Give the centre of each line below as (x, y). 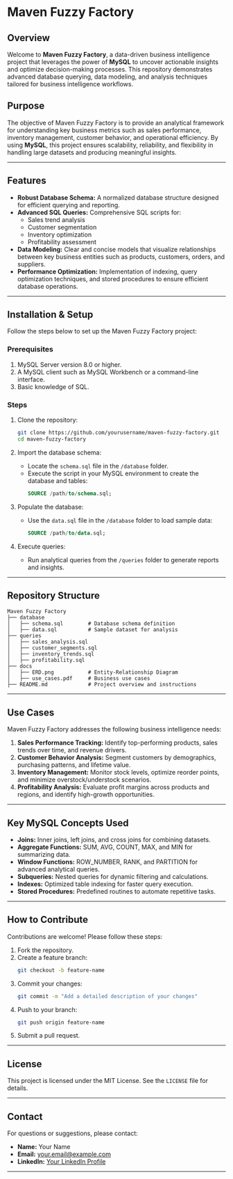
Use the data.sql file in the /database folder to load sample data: (120, 520)
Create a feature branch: (52, 957)
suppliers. (32, 264)
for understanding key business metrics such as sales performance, (104, 130)
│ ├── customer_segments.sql (52, 648)
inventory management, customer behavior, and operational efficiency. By (113, 137)
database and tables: (58, 480)
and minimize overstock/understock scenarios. (84, 780)
